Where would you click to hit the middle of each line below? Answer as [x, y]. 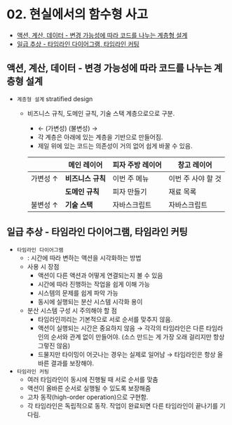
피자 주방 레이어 [137, 164]
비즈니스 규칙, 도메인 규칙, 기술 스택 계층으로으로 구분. [101, 113]
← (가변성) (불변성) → [68, 128]
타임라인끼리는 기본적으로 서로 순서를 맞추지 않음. [105, 319]
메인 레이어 [86, 164]
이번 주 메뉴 [131, 178]
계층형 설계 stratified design [55, 98]
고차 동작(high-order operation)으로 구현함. [88, 397]
